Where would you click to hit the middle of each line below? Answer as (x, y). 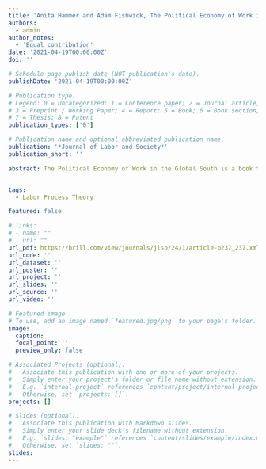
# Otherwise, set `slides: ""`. (65, 445)
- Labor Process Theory (54, 197)
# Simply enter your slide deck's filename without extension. (118, 431)
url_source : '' (33, 292)
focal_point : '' (42, 343)
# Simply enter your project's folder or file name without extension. (133, 379)
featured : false (35, 212)
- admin (28, 30)
